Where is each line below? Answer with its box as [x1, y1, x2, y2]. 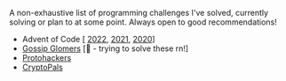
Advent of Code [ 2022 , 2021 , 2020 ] [21, 34, 155, 44]
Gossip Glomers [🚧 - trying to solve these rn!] [21, 43, 189, 54]
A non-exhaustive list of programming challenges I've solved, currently [9, 8, 269, 18]
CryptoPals [21, 62, 64, 72]
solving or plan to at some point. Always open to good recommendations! [9, 17, 277, 27]
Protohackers [21, 53, 72, 63]
